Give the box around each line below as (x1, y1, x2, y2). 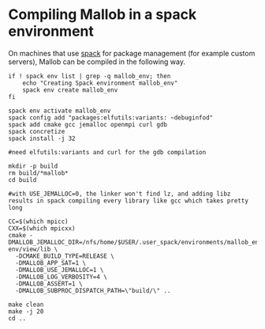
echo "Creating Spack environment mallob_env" (22, 79, 178, 87)
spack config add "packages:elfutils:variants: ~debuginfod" (8, 113, 214, 122)
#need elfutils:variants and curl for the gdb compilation (8, 148, 207, 156)
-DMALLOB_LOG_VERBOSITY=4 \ (15, 273, 108, 281)
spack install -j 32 (8, 134, 77, 142)
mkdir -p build (8, 162, 58, 170)
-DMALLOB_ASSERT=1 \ (15, 279, 83, 288)
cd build (8, 176, 37, 183)
